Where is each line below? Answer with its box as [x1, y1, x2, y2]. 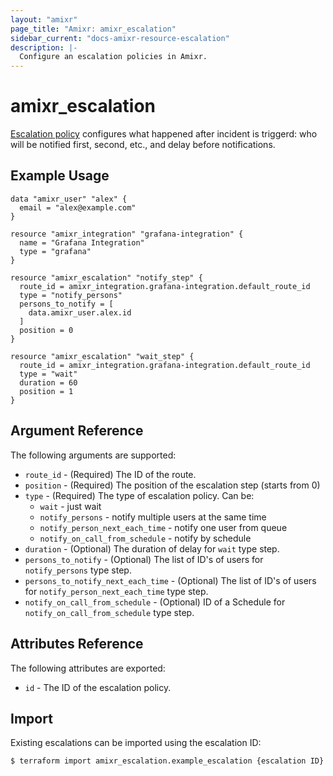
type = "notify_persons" [19, 290, 123, 300]
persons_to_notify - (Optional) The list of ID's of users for [24, 553, 264, 565]
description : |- [10, 42, 78, 53]
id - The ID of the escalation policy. [24, 681, 172, 693]
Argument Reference [10, 422, 144, 440]
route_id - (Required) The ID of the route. [24, 468, 197, 480]
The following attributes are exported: [10, 662, 166, 674]
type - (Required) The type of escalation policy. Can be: [24, 489, 255, 501]
